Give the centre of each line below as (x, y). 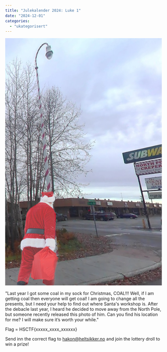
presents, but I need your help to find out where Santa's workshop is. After (82, 304)
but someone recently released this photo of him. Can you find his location (82, 314)
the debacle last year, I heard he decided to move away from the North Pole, (83, 309)
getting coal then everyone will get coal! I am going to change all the (75, 299)
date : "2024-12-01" (25, 16)
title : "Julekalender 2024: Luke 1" (43, 10)
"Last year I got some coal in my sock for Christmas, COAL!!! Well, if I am (80, 293)
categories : (17, 21)
